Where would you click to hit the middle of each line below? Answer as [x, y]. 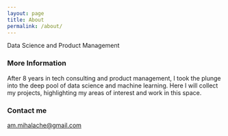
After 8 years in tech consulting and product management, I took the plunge [114, 78]
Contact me [27, 110]
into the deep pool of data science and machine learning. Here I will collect [113, 85]
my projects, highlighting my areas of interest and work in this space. [104, 92]
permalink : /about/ [35, 26]
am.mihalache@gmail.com [45, 125]
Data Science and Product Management [63, 46]
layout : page [26, 13]
